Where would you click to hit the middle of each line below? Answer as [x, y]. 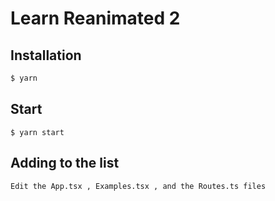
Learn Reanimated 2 [95, 18]
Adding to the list [65, 163]
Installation [46, 55]
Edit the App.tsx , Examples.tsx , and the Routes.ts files [138, 186]
